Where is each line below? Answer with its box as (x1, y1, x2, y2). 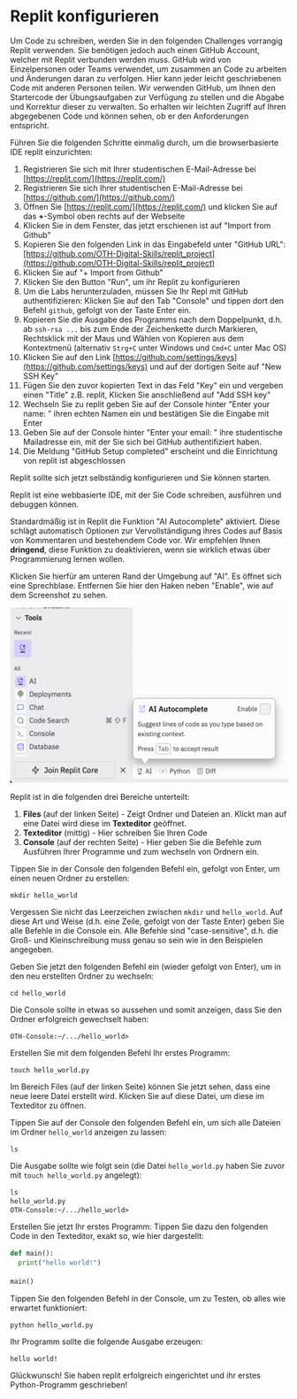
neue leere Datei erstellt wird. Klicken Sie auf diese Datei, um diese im (10, 1091, 264, 1102)
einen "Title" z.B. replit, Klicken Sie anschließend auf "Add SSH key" (22, 389, 271, 400)
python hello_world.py (10, 1320, 94, 1329)
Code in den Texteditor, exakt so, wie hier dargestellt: (10, 1231, 204, 1241)
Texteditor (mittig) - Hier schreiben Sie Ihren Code (22, 827, 208, 838)
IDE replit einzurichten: (10, 146, 94, 157)
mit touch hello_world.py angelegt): (10, 1170, 142, 1180)
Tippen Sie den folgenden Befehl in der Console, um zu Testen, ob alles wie (10, 1293, 286, 1303)
